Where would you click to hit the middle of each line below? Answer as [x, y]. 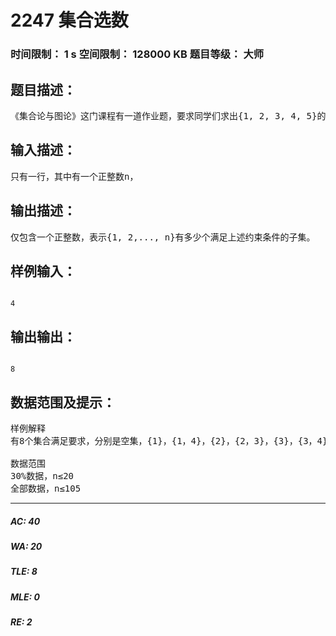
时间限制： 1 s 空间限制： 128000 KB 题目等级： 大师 [137, 54]
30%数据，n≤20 [42, 475]
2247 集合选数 [69, 20]
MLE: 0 [25, 597]
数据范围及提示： [63, 402]
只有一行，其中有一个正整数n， [74, 176]
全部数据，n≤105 [46, 488]
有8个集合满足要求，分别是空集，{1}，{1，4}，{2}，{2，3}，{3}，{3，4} [169, 440]
